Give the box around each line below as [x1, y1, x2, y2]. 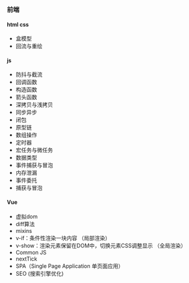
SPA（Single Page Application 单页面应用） [15, 262, 124, 270]
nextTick [15, 255, 38, 262]
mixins [15, 227, 33, 234]
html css [7, 21, 29, 28]
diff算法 [15, 220, 35, 227]
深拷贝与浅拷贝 [15, 101, 53, 108]
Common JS [15, 249, 47, 256]
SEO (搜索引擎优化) [15, 270, 64, 277]
